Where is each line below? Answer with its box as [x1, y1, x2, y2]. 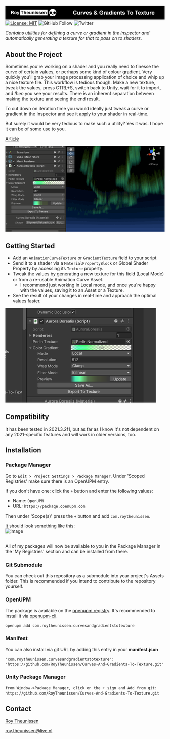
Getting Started [5, 241, 55, 250]
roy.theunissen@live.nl [5, 727, 53, 733]
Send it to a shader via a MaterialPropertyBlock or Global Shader [12, 260, 148, 266]
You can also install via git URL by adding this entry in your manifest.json [5, 646, 158, 653]
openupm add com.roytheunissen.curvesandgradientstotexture [5, 623, 135, 628]
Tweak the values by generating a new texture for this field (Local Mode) [12, 271, 164, 277]
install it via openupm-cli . [5, 613, 58, 619]
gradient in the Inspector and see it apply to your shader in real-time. [5, 111, 149, 117]
